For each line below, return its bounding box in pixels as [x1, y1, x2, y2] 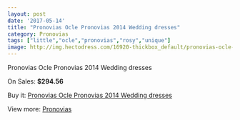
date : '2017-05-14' [7, 17, 66, 24]
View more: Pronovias [7, 105, 72, 113]
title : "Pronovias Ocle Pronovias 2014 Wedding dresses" [7, 24, 181, 31]
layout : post [7, 10, 46, 18]
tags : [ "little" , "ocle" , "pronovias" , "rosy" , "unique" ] [7, 37, 171, 44]
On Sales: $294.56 [7, 77, 64, 86]
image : [7, 44, 27, 51]
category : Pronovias [7, 30, 69, 38]
